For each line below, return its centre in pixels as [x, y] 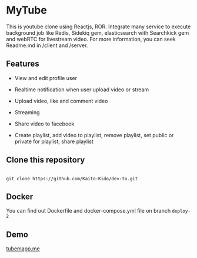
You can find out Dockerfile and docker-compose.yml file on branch [89, 211]
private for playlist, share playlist [54, 141]
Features [23, 64]
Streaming [27, 112]
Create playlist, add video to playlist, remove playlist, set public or [94, 135]
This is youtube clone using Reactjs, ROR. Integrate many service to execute [98, 27]
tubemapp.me [23, 249]
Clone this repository [46, 160]
